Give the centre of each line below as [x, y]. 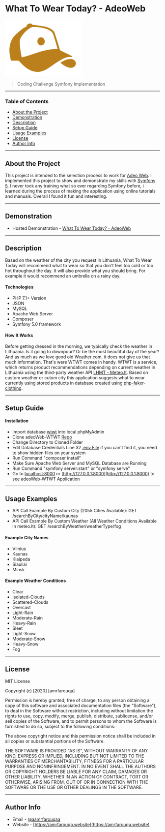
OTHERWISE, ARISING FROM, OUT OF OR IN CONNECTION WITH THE [77, 782]
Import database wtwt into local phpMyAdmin [58, 431]
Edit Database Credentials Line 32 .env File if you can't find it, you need [84, 447]
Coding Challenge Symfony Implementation [61, 84]
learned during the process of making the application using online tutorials [80, 191]
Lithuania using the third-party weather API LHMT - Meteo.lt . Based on [77, 372]
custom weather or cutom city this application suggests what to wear [75, 378]
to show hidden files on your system [49, 453]
